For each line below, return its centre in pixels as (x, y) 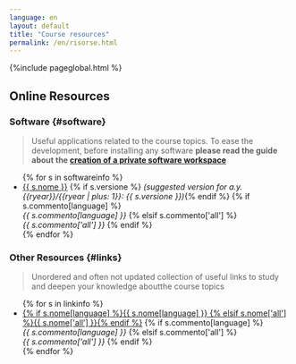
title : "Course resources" (59, 34)
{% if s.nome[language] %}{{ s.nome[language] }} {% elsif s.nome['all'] (154, 313)
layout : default (39, 26)
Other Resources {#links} (66, 258)
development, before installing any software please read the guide (154, 150)
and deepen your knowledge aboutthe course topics (128, 286)
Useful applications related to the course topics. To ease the (142, 140)
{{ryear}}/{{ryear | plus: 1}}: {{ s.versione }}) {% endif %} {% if (136, 196)
